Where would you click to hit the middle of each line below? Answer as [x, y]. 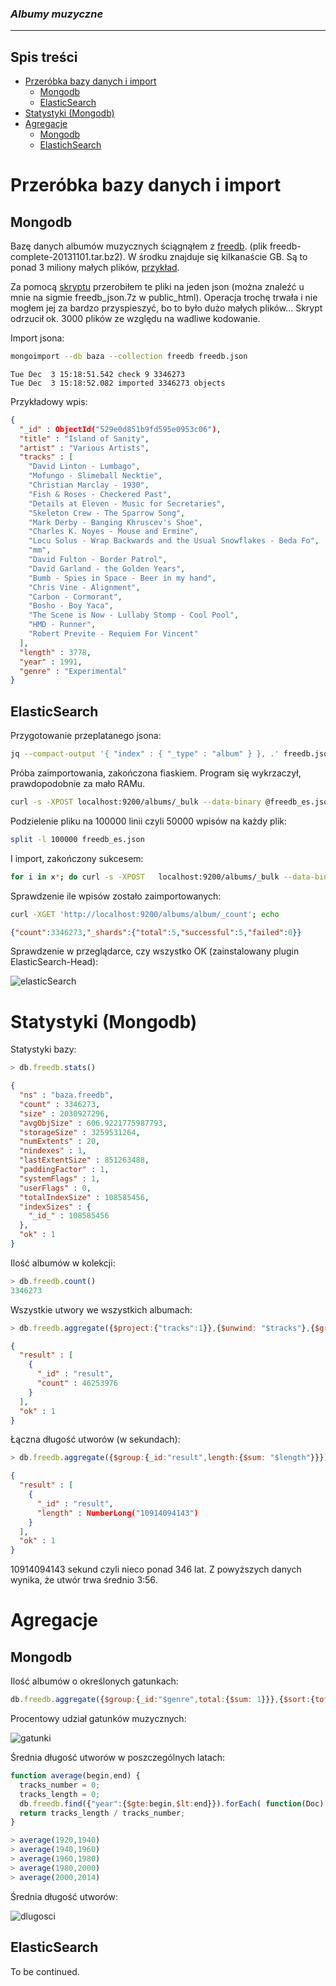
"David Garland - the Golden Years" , [107, 568]
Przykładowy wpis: [49, 401]
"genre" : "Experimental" [73, 671]
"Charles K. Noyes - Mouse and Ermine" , [113, 532]
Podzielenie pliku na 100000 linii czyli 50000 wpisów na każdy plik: [149, 821]
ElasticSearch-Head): [54, 962]
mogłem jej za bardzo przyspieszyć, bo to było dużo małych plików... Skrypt [166, 308]
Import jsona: [37, 338]
